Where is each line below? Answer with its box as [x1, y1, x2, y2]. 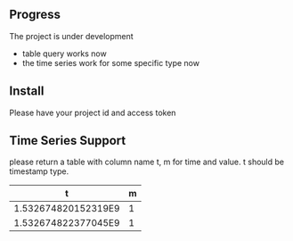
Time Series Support [9, 133, 126, 148]
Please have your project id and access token [9, 107, 176, 118]
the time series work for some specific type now [21, 57, 200, 68]
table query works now [21, 48, 107, 59]
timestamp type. [9, 166, 69, 177]
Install [9, 84, 45, 99]
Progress [9, 7, 61, 22]
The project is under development [9, 30, 134, 41]
